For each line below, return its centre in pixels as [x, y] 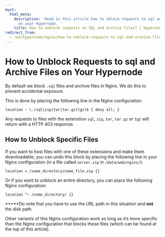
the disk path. [19, 209]
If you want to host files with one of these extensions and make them [75, 152]
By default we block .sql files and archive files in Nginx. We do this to [76, 86]
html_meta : [21, 14]
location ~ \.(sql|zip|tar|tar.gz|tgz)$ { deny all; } [62, 110]
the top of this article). [27, 229]
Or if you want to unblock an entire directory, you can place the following [79, 180]
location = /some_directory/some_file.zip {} [52, 171]
